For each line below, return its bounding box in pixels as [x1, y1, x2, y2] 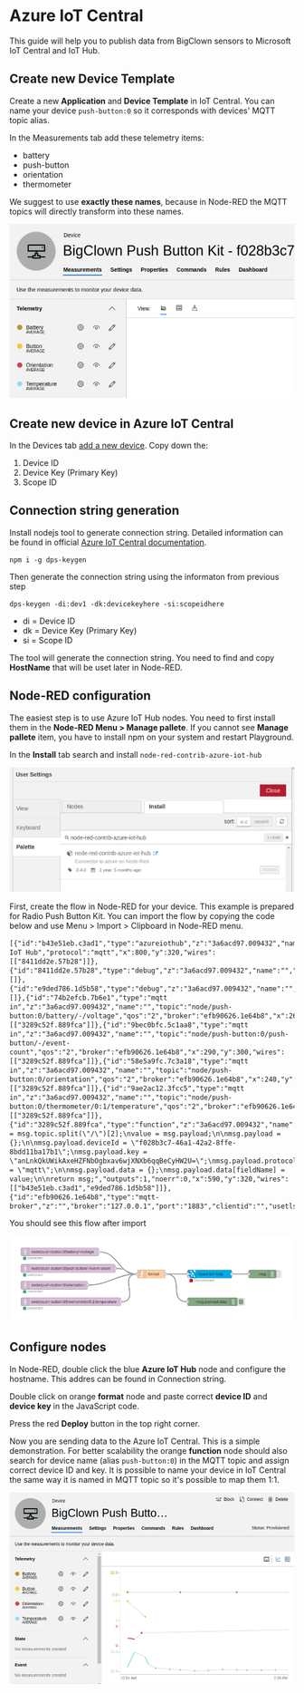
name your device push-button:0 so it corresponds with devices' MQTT [9, 105, 276, 116]
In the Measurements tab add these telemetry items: [9, 132, 204, 143]
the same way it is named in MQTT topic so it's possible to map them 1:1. [9, 1474, 280, 1485]
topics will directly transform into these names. [9, 206, 184, 217]
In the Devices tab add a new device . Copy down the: [9, 440, 209, 451]
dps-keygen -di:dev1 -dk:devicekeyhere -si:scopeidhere [9, 599, 224, 608]
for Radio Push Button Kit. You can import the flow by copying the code [9, 910, 275, 921]
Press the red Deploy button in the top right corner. [9, 1417, 201, 1428]
